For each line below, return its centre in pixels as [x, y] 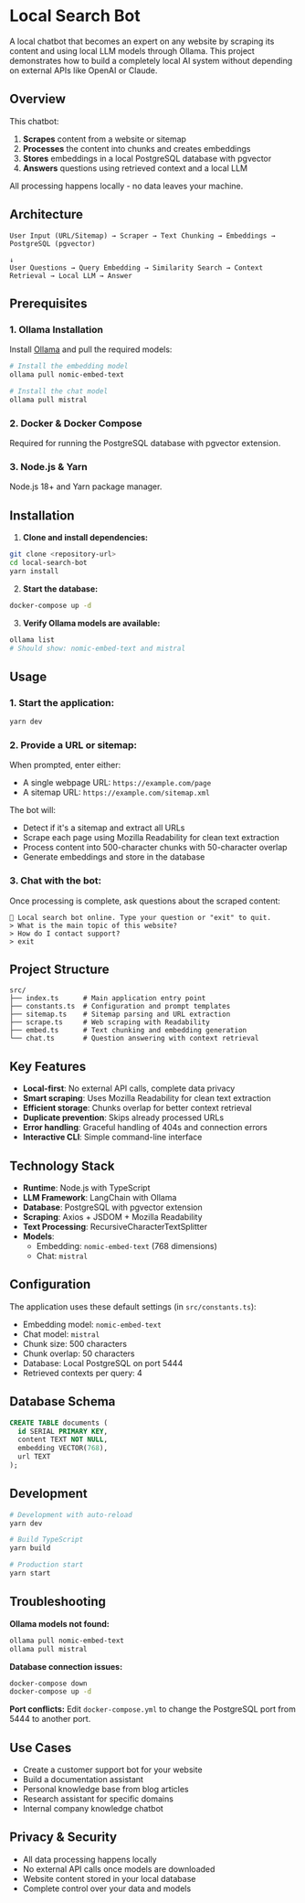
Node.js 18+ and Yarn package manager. [86, 486]
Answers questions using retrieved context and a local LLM [135, 168]
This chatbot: [34, 121]
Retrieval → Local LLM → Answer [71, 275]
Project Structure [59, 969]
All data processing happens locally [89, 1859]
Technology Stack [62, 1165]
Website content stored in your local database [109, 1878]
